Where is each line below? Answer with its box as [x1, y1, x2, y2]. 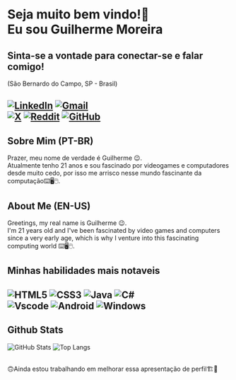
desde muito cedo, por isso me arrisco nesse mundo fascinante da [7, 169, 202, 178]
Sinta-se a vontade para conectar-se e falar [7, 50, 203, 62]
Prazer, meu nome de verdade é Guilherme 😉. [7, 154, 143, 162]
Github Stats [7, 324, 64, 336]
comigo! [7, 60, 45, 73]
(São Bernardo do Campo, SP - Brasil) [7, 79, 118, 88]
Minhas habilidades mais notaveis [7, 265, 160, 277]
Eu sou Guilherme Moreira [7, 21, 163, 38]
